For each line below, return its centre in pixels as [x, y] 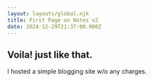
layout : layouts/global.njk [48, 14]
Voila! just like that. [50, 55]
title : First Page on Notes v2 [53, 20]
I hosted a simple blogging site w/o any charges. [77, 72]
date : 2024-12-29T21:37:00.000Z [54, 26]
